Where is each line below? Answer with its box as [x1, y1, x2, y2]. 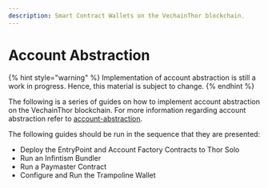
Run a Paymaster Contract [19, 162, 107, 171]
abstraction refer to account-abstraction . [8, 114, 142, 123]
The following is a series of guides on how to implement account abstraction [8, 97, 261, 106]
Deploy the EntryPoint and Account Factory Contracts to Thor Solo [19, 145, 240, 154]
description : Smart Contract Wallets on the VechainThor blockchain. [8, 11, 246, 20]
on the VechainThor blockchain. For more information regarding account [8, 105, 246, 114]
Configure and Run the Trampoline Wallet [19, 170, 156, 180]
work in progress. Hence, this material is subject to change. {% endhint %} [8, 81, 254, 90]
